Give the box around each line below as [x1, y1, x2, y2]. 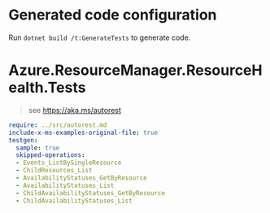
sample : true [15, 144, 60, 152]
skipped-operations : [15, 151, 85, 159]
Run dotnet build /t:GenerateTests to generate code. [8, 33, 191, 42]
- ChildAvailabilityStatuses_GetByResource [15, 189, 165, 197]
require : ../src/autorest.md [8, 120, 107, 129]
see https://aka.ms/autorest [28, 105, 122, 115]
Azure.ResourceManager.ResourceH [8, 61, 263, 80]
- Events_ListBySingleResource [15, 159, 122, 167]
